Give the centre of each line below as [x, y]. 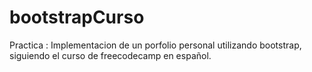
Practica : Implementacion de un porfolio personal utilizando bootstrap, [155, 45]
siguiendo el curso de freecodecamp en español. [110, 55]
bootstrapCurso [77, 17]
